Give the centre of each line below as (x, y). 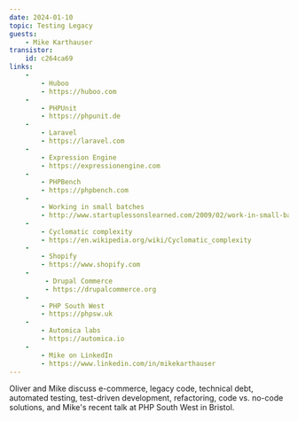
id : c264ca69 (49, 58)
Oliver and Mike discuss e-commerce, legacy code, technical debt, (132, 389)
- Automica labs (71, 331)
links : (21, 67)
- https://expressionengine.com (101, 166)
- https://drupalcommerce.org (101, 289)
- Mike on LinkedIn (77, 355)
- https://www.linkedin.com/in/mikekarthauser (129, 363)
